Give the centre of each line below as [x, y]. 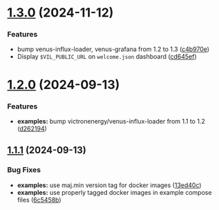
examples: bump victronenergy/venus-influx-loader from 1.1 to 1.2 [111, 121]
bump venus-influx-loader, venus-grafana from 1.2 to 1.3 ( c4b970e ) [113, 49]
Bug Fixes [24, 170]
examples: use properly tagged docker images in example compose [114, 192]
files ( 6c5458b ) [39, 200]
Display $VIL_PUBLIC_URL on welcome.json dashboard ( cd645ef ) [107, 57]
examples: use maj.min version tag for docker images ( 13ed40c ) [109, 185]
